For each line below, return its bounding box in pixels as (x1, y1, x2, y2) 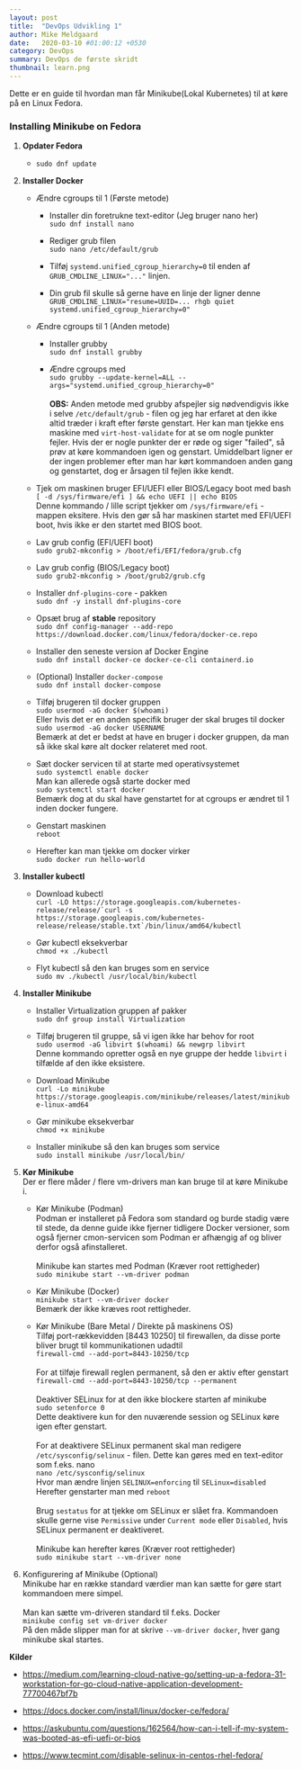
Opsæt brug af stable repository (35, 613, 156, 624)
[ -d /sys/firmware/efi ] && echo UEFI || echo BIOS (35, 492, 238, 502)
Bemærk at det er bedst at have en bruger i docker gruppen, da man (35, 732, 289, 742)
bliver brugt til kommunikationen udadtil (35, 1340, 183, 1351)
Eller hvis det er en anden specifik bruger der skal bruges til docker (35, 714, 286, 725)
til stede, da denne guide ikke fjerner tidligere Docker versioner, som (35, 1223, 290, 1234)
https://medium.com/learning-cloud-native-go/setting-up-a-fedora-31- (22, 1669, 287, 1680)
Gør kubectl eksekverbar (35, 938, 129, 948)
